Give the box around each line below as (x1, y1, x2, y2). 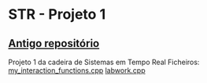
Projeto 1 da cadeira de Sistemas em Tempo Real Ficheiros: (8, 57, 200, 67)
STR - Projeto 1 (8, 5, 106, 23)
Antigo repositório (8, 37, 100, 50)
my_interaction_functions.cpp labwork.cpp (8, 66, 146, 75)
